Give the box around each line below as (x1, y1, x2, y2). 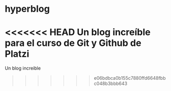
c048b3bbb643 (94, 80, 127, 87)
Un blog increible (5, 65, 41, 72)
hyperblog (5, 3, 50, 15)
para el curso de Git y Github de (5, 37, 142, 49)
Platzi (5, 48, 29, 60)
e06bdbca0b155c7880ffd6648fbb (94, 75, 166, 81)
